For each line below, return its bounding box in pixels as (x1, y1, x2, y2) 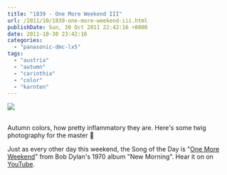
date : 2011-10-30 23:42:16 (7, 30, 88, 38)
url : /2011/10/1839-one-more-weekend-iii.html (7, 17, 148, 24)
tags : (7, 51, 23, 58)
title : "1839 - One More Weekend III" (7, 10, 122, 18)
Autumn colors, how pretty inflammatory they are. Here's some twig (7, 124, 206, 132)
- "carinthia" (14, 70, 56, 77)
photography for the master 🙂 (7, 131, 95, 139)
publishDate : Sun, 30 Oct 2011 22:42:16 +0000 (7, 23, 148, 31)
